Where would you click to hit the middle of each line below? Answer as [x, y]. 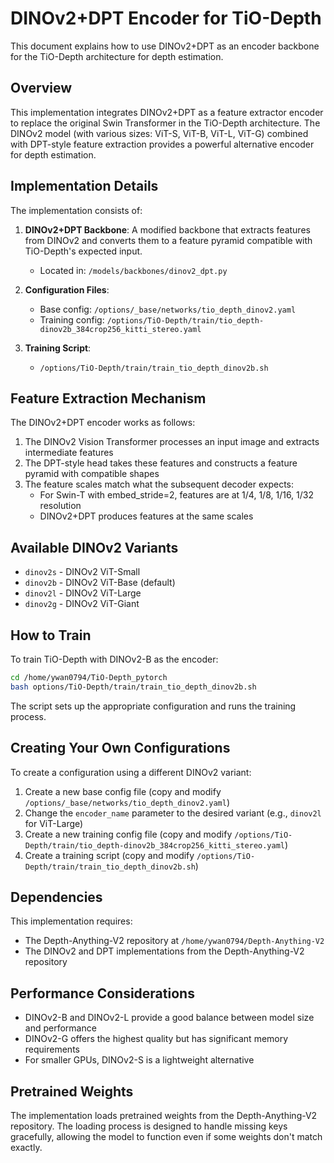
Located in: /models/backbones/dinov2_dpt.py [133, 270]
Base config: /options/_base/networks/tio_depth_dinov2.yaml [168, 309]
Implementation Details [84, 186]
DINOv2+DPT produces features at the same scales [146, 516]
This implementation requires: [71, 921]
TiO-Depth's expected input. [83, 251]
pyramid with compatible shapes [92, 474]
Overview [41, 88]
